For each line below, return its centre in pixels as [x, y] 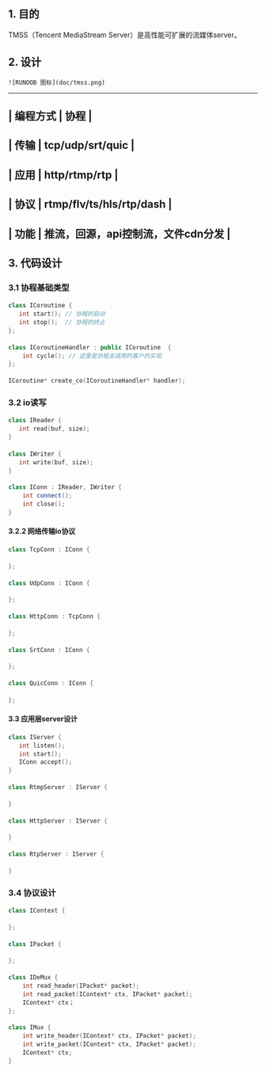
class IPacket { [35, 944]
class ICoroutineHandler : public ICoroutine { [90, 347]
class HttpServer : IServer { [58, 821]
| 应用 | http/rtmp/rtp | [63, 175]
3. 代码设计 [35, 263]
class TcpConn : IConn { [49, 550]
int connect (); [47, 496]
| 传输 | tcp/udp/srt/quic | [72, 145]
